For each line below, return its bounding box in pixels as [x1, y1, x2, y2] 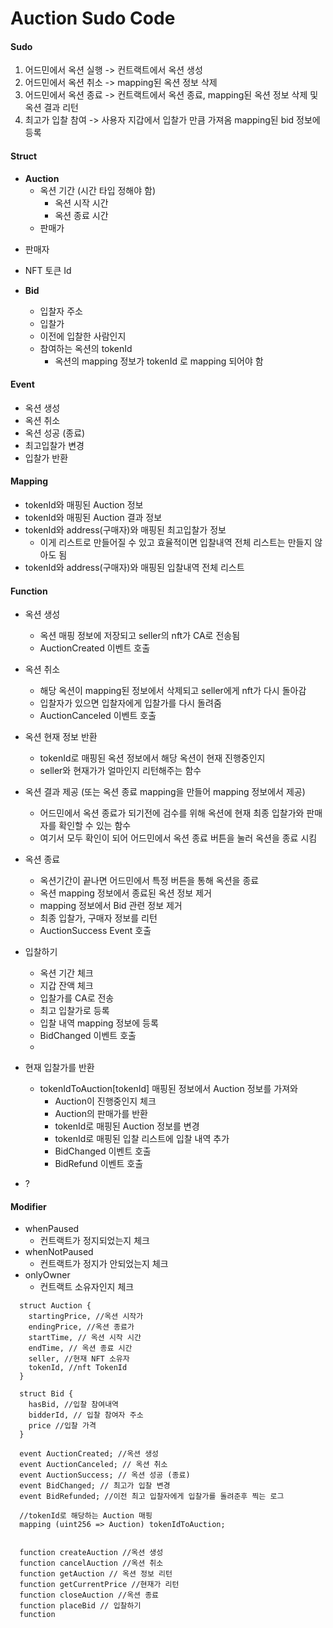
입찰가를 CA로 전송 [39, 992, 115, 1004]
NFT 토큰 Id [24, 264, 72, 276]
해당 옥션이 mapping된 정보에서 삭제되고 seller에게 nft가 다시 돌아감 [39, 685, 307, 697]
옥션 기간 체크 [39, 967, 94, 979]
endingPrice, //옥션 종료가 [28, 1322, 135, 1332]
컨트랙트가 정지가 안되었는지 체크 [39, 1258, 169, 1270]
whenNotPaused [24, 1246, 94, 1258]
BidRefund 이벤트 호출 [54, 1158, 144, 1170]
